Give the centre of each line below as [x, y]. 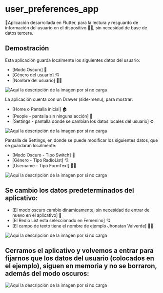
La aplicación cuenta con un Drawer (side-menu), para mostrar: [69, 99]
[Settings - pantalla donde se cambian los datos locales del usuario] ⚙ [83, 121]
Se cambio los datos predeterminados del [70, 191]
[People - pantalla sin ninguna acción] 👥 [52, 116]
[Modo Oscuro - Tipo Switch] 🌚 [44, 155]
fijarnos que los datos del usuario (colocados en [80, 258]
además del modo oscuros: [47, 273]
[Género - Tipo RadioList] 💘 [41, 160]
